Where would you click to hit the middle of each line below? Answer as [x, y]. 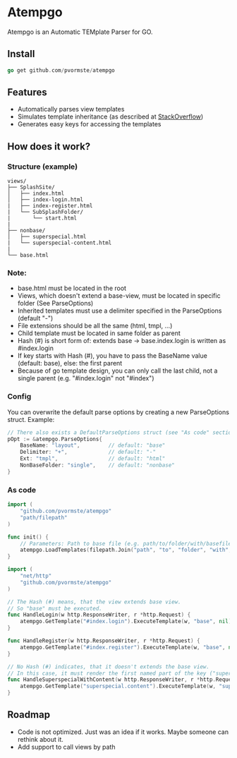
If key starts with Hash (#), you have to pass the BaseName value [113, 356]
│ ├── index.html [36, 194]
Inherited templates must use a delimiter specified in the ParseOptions [120, 311]
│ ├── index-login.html [45, 200]
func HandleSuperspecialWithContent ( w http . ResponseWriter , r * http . [112, 680]
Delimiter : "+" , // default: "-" [88, 452]
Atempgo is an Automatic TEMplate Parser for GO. [80, 32]
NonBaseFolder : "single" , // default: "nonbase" [97, 465]
